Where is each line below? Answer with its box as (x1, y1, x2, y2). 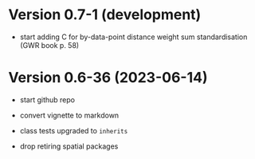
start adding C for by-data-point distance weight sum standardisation (19, 32, 248, 42)
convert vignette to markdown (19, 110, 120, 120)
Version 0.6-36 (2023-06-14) (8, 69, 208, 87)
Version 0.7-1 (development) (8, 6, 202, 24)
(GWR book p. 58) (19, 40, 80, 50)
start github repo (19, 94, 76, 105)
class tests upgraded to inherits (19, 125, 128, 135)
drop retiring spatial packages (19, 141, 119, 151)
